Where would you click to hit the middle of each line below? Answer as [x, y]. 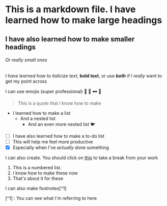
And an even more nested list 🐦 [62, 124]
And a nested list [38, 118]
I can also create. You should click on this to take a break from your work [82, 158]
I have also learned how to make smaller [70, 39]
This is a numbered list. [37, 167]
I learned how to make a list [41, 113]
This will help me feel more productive [53, 142]
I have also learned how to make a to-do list [58, 136]
